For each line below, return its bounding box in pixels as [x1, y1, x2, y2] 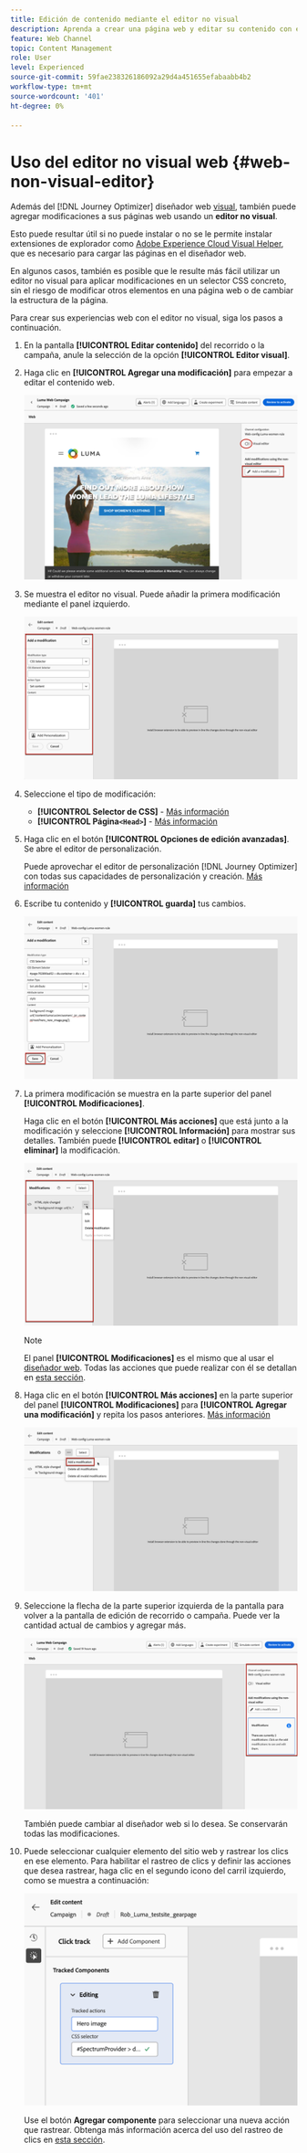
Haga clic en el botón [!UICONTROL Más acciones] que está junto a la [23, 1115, 289, 1126]
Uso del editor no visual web [10, 152, 229, 173]
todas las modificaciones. [23, 1828, 120, 1839]
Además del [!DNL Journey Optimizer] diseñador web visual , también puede [10, 201, 297, 212]
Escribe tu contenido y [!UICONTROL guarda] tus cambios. [23, 898, 247, 909]
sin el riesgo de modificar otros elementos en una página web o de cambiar [10, 285, 294, 296]
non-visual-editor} [10, 171, 156, 192]
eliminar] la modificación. [23, 1145, 121, 1156]
